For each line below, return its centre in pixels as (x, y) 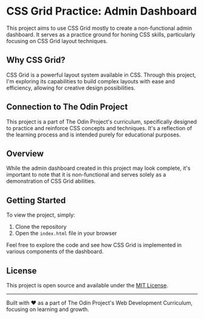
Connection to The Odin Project (67, 107)
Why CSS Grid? (36, 60)
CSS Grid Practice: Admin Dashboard (102, 11)
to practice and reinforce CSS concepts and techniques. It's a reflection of (99, 128)
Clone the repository (41, 227)
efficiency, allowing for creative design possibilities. (71, 88)
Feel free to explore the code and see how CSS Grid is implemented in (94, 245)
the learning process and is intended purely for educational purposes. (93, 135)
